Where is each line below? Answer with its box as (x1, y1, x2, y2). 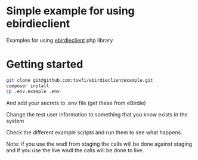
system (6, 117, 24, 124)
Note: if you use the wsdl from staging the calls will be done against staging (6, 140, 193, 147)
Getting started (6, 58, 83, 71)
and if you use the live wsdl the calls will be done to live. (6, 146, 144, 153)
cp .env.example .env (6, 88, 60, 94)
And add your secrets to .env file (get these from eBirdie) (6, 99, 146, 106)
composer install (6, 82, 49, 89)
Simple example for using (6, 4, 135, 18)
